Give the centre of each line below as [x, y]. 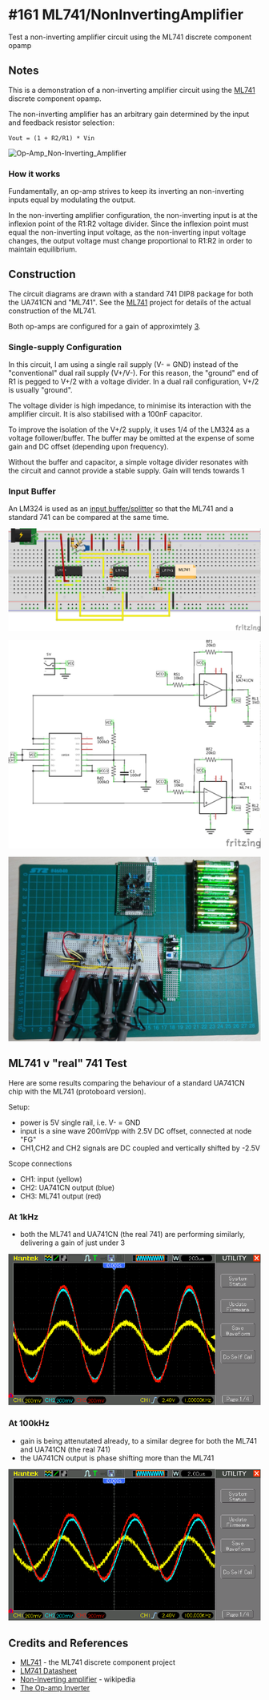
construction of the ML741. [52, 311]
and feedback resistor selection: [61, 123]
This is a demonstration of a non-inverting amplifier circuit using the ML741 [132, 90]
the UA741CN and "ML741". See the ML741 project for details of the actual [130, 302]
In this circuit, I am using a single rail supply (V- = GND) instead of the [123, 365]
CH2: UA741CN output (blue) [67, 1187]
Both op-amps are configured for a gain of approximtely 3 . [105, 326]
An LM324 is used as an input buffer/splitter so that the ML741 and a [121, 509]
